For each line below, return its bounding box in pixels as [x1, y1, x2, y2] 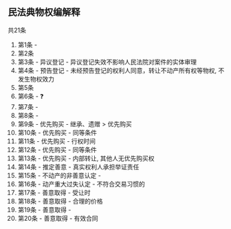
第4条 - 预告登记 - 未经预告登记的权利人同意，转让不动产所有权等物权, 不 [17, 66, 225, 74]
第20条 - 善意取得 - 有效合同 [17, 214, 98, 222]
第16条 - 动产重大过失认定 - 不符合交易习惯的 [17, 180, 145, 188]
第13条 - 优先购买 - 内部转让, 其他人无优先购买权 [17, 154, 155, 162]
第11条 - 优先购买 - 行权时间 [17, 136, 96, 145]
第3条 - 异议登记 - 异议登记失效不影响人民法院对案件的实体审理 [17, 58, 197, 66]
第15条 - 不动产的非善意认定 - [17, 171, 102, 180]
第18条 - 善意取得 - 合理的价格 [17, 197, 103, 205]
